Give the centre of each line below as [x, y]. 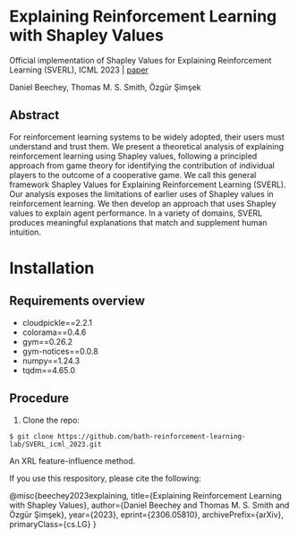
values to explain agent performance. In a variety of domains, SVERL [136, 213]
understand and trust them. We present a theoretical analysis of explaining [147, 146]
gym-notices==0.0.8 [60, 351]
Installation [52, 268]
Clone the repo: [51, 420]
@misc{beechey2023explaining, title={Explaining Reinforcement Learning [145, 495]
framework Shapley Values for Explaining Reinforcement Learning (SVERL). [148, 184]
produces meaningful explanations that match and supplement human [138, 222]
